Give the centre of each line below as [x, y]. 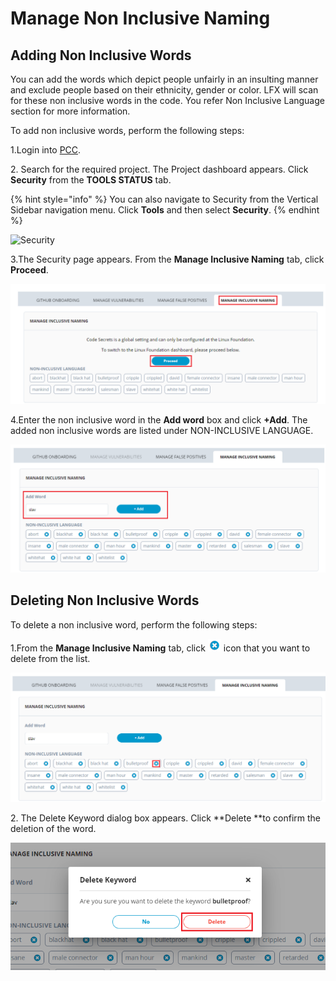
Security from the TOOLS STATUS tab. [91, 180]
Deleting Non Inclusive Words [105, 600]
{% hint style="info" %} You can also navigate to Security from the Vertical [164, 199]
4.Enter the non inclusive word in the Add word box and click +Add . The [159, 419]
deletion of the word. [53, 828]
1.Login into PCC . [46, 150]
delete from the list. [50, 658]
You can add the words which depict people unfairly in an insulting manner [164, 79]
